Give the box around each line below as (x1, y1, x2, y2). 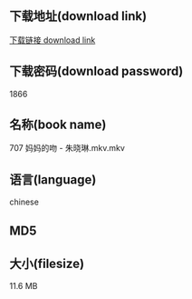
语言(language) (9, 172, 97, 187)
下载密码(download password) (9, 64, 184, 79)
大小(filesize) (9, 256, 84, 272)
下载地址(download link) (9, 8, 148, 25)
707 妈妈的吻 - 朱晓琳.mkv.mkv (9, 143, 125, 154)
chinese (9, 196, 39, 207)
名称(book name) (9, 117, 107, 133)
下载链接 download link (9, 35, 96, 45)
